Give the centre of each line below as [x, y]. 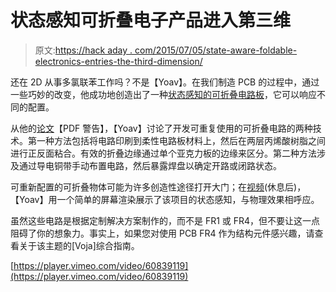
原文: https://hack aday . [83, 50]
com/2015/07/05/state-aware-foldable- [216, 50]
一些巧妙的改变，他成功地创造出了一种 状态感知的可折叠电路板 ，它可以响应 [163, 94]
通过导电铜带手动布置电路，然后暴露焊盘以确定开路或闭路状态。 [150, 165]
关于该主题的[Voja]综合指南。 [79, 245]
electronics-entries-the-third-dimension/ [118, 61]
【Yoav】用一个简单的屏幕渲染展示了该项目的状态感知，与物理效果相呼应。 [165, 199]
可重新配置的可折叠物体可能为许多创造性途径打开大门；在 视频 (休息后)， [158, 187]
